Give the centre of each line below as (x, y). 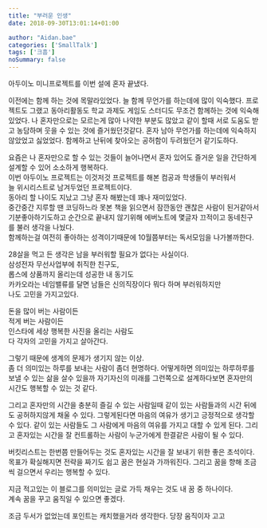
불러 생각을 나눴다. (45, 227)
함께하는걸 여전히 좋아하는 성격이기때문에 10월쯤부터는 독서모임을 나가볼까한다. (131, 237)
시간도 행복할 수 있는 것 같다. (53, 388)
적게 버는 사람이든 (36, 321)
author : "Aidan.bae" (43, 38)
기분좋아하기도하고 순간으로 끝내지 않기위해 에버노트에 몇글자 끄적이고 (117, 217)
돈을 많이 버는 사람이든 (43, 311)
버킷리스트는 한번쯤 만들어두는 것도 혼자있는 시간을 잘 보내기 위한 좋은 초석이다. (132, 452)
